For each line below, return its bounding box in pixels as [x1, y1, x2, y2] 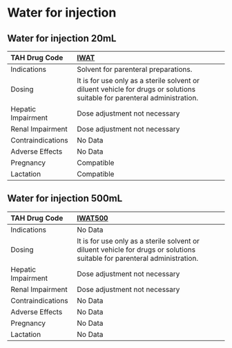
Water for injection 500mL [7, 192, 123, 205]
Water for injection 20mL [7, 33, 117, 44]
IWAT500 [77, 213, 108, 223]
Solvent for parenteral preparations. [77, 64, 193, 74]
